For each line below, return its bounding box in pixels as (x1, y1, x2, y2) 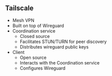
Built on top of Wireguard (12, 22, 64, 28)
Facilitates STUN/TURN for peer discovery (19, 38, 107, 44)
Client (12, 49, 25, 55)
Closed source (19, 33, 50, 39)
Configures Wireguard (19, 65, 66, 71)
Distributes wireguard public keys (19, 43, 89, 49)
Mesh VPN (12, 17, 35, 23)
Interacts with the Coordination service (19, 59, 100, 65)
